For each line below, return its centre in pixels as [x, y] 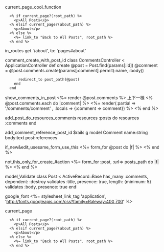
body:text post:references [31, 138]
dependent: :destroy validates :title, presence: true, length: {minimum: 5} [78, 182]
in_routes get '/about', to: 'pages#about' [46, 51]
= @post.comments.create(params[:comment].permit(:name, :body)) [75, 71]
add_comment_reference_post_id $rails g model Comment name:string [77, 132]
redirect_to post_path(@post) [49, 80]
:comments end [21, 123]
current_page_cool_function [33, 7]
